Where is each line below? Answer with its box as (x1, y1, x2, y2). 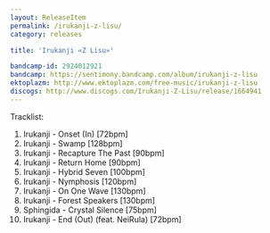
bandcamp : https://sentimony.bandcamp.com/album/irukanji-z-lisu (10, 71, 258, 79)
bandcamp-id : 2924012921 (10, 62, 102, 71)
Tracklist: (10, 111, 44, 121)
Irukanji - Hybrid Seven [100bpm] (22, 166, 146, 177)
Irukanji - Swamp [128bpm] (22, 137, 123, 148)
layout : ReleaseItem (10, 12, 87, 22)
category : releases (10, 29, 83, 38)
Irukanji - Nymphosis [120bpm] (22, 176, 137, 187)
